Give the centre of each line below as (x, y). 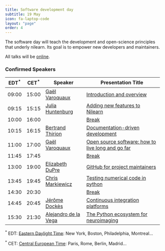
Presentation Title (122, 83)
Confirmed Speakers (30, 69)
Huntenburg (59, 112)
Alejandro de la (63, 214)
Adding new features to (113, 105)
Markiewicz (59, 184)
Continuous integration (113, 200)
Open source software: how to (121, 141)
